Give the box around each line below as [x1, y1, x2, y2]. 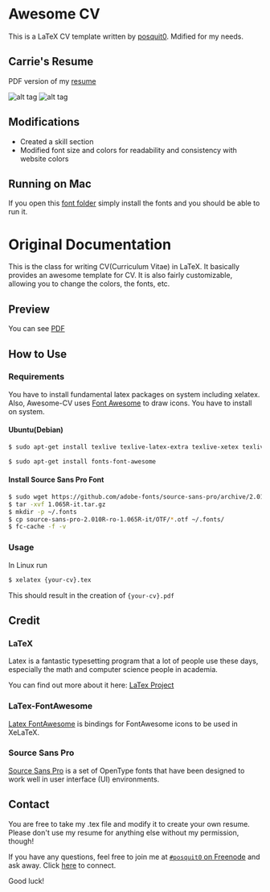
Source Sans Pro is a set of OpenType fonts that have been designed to [8, 765, 245, 775]
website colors [19, 154, 69, 164]
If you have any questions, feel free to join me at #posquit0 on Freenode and [8, 852, 260, 861]
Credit [8, 613, 40, 627]
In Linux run [8, 560, 48, 570]
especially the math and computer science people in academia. [8, 665, 219, 674]
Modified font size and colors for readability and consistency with [19, 145, 237, 155]
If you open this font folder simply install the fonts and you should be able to [8, 198, 260, 208]
